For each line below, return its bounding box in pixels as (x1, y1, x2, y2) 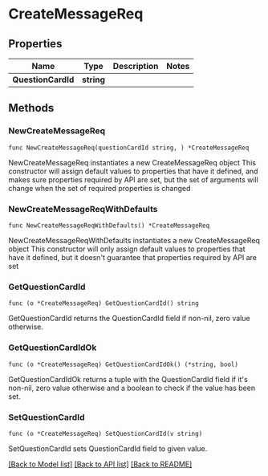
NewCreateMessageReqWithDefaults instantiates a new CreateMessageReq (8, 235, 261, 245)
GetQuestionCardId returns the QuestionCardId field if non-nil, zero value (8, 314, 250, 323)
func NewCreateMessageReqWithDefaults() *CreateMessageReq (8, 222, 210, 230)
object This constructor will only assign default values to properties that (8, 244, 246, 254)
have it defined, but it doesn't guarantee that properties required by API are (8, 252, 257, 262)
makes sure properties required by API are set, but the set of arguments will (8, 174, 258, 185)
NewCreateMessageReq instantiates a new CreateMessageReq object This (8, 157, 257, 167)
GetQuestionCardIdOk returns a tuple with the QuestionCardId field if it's (8, 374, 249, 384)
